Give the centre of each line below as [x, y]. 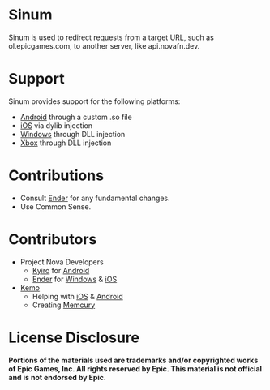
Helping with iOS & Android [77, 296]
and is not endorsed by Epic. [58, 377]
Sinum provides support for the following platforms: [94, 101]
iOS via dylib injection [56, 125]
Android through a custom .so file [76, 117]
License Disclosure [74, 337]
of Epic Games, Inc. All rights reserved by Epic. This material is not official [135, 369]
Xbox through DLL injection [66, 143]
